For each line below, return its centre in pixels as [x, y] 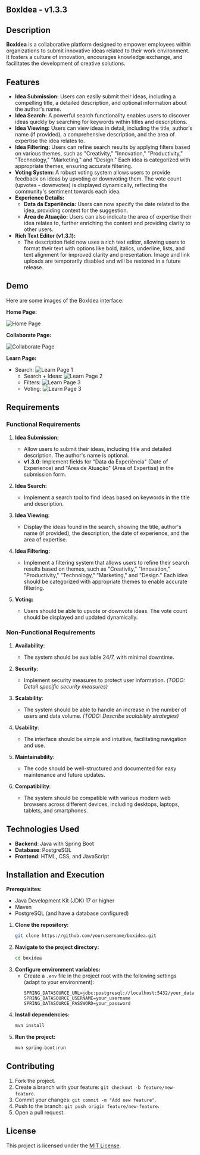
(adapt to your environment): [59, 982]
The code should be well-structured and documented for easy [100, 768]
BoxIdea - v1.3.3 [37, 10]
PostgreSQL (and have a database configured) [72, 913]
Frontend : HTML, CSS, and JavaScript [62, 856]
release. [33, 267]
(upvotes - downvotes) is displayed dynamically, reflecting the [91, 185]
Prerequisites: [24, 889]
